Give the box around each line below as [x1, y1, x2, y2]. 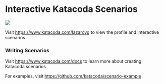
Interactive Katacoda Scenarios [5, 3, 138, 15]
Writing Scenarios [5, 47, 50, 54]
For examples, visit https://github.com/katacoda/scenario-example [5, 73, 141, 79]
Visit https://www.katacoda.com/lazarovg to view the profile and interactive [5, 29, 160, 35]
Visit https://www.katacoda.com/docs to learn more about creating [5, 58, 142, 64]
